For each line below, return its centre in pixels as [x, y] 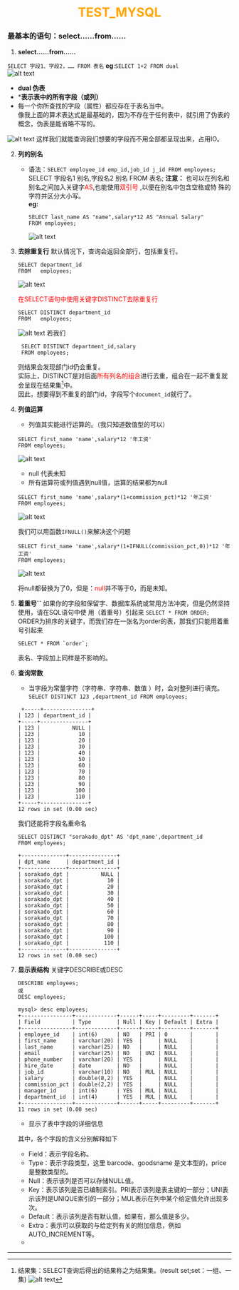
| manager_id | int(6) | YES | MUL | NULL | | [118, 1091]
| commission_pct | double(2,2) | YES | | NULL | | [118, 1085]
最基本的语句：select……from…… [67, 36]
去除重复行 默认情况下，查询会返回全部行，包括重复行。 [100, 251]
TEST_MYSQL [119, 12]
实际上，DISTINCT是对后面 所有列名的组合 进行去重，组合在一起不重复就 [123, 376]
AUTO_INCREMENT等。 [63, 1234]
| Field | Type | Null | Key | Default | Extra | [118, 1022]
